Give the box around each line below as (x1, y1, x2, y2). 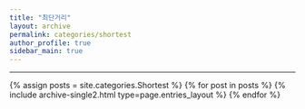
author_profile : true (9, 38, 92, 48)
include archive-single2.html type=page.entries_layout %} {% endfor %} (9, 89, 281, 100)
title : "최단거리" (9, 13, 72, 23)
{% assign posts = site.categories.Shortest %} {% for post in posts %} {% (9, 80, 286, 91)
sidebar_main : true (9, 47, 84, 56)
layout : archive (9, 22, 71, 31)
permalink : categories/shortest (9, 30, 132, 39)
